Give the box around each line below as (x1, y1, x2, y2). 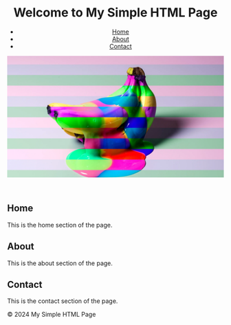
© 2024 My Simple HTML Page (7, 311, 96, 319)
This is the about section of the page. (7, 259, 113, 267)
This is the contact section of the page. (7, 297, 118, 305)
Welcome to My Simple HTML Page (13, 5, 218, 21)
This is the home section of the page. (7, 221, 113, 229)
